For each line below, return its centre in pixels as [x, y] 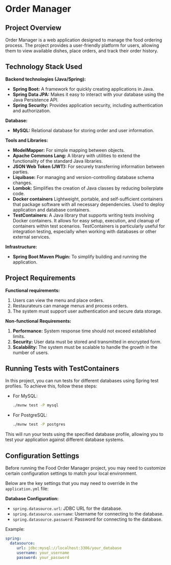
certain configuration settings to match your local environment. [71, 473]
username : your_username [43, 553]
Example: [15, 529]
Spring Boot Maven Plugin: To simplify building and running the [80, 256]
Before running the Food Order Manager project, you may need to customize [85, 468]
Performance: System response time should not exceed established [84, 331]
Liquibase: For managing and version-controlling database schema [83, 177]
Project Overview [33, 28]
